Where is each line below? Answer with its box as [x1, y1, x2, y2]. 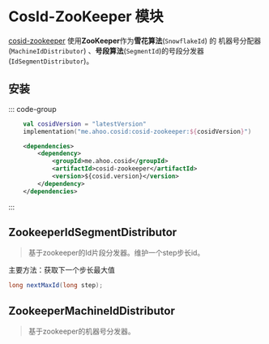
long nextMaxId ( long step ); [8, 282, 104, 290]
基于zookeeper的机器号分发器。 [28, 326, 135, 337]
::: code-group [8, 104, 57, 114]
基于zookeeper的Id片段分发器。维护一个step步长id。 [28, 248, 205, 258]
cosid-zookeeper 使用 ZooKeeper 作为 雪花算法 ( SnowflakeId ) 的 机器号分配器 [8, 36, 262, 45]
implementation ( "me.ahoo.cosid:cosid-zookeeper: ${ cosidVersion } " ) [23, 127, 252, 135]
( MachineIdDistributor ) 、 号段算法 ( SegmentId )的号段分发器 [8, 45, 204, 55]
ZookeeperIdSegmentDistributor [8, 226, 177, 239]
